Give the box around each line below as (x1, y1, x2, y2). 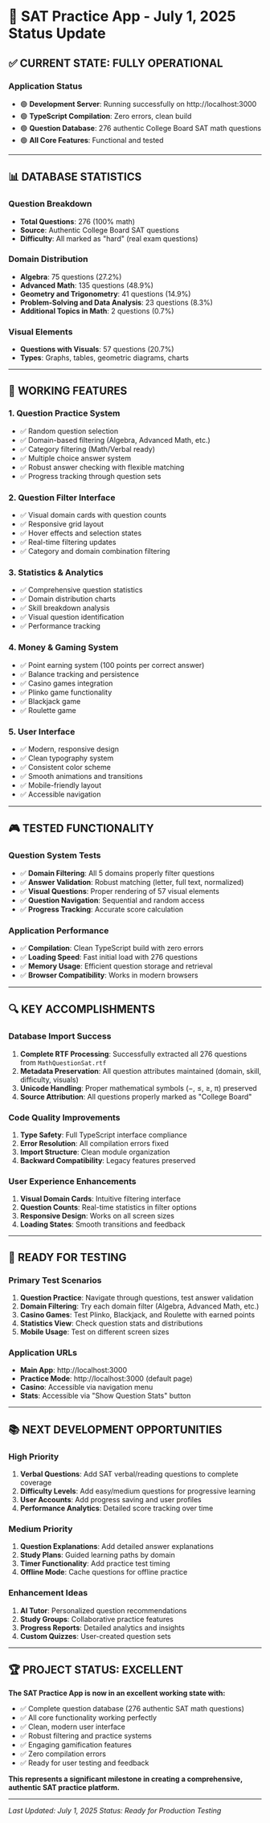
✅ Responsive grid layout (19, 519, 104, 529)
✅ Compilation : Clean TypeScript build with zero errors (19, 944, 204, 953)
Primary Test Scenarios (8, 1274, 102, 1285)
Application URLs (8, 1346, 78, 1358)
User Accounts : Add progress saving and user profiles (19, 1494, 202, 1504)
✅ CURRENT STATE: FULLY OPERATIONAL (8, 56, 223, 70)
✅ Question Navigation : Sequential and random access (19, 895, 205, 905)
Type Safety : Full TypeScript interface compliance (19, 1130, 187, 1140)
